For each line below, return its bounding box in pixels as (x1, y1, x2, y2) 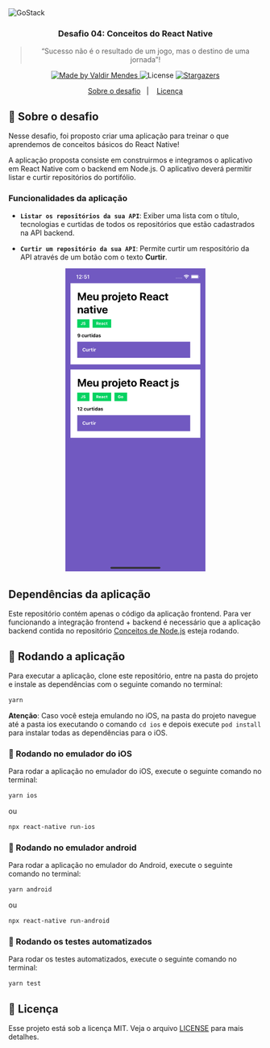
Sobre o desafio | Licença (87, 86, 184, 96)
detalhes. (8, 1032, 39, 1042)
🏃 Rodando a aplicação (8, 650, 126, 663)
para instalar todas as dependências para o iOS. (8, 727, 168, 738)
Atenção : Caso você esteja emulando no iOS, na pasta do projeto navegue (8, 710, 256, 720)
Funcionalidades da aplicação (8, 193, 127, 204)
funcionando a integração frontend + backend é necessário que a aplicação (8, 617, 261, 627)
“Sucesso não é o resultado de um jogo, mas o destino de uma (41, 46, 250, 56)
